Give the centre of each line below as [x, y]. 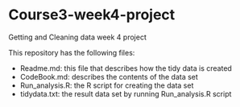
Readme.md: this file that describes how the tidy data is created [126, 68]
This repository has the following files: [72, 52]
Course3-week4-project [92, 15]
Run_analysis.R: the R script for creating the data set [107, 85]
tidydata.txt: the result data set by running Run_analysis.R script [126, 93]
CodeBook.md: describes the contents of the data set [109, 76]
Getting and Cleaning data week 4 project [77, 37]
